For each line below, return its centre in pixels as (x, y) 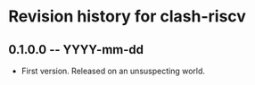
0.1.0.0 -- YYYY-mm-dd (76, 50)
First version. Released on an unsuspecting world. (113, 71)
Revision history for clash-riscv (127, 17)
